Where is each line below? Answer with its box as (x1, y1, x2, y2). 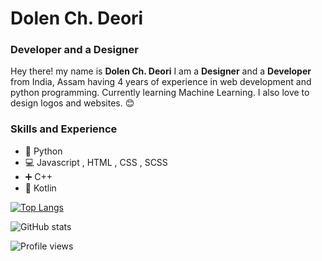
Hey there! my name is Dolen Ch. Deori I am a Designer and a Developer (10, 65, 312, 77)
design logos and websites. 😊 (10, 97, 135, 109)
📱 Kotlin (24, 182, 57, 194)
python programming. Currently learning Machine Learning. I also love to (10, 87, 310, 99)
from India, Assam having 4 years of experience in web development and (10, 76, 312, 88)
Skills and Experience (10, 122, 118, 136)
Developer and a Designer (10, 43, 139, 57)
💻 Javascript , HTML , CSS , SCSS (24, 156, 168, 168)
